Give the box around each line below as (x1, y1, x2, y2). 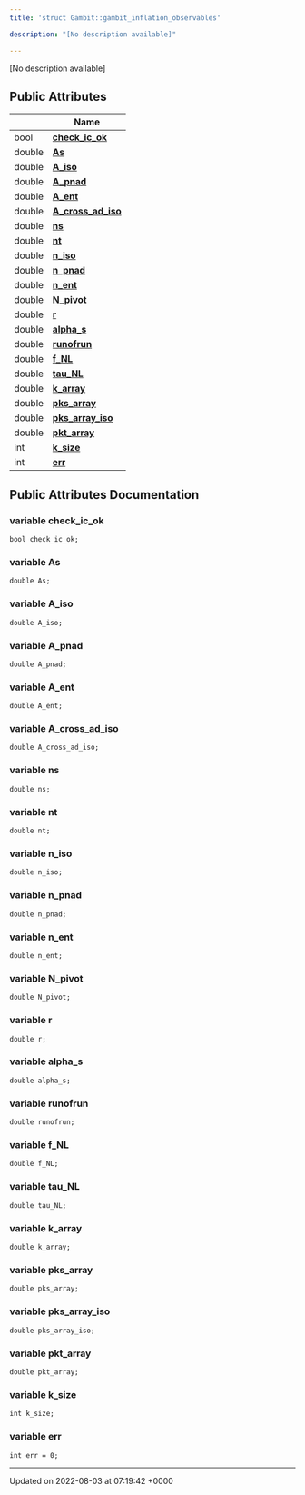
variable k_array (9, 1221, 83, 1234)
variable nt (9, 805, 58, 818)
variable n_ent (9, 931, 74, 943)
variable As (9, 555, 61, 568)
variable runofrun (9, 1097, 89, 1110)
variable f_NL (9, 1139, 70, 1151)
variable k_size (9, 1388, 77, 1400)
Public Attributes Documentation (9, 487, 200, 503)
